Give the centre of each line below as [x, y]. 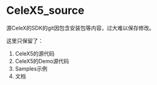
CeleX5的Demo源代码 [42, 61]
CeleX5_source [45, 11]
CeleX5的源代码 [35, 53]
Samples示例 [31, 68]
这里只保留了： [25, 40]
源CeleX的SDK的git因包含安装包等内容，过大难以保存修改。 [81, 28]
